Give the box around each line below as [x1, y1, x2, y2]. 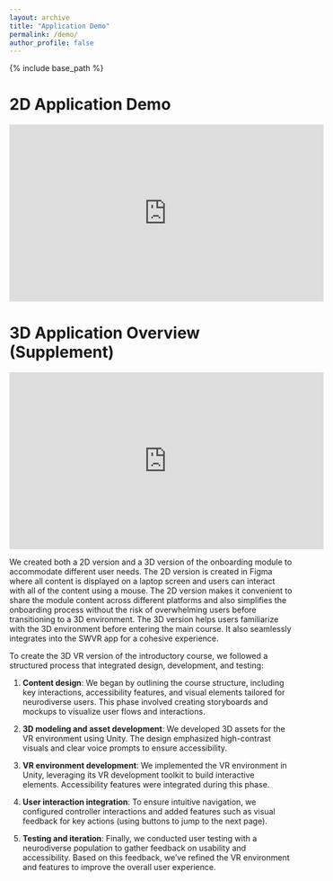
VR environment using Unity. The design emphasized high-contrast [22, 734, 271, 744]
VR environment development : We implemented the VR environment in [22, 761, 287, 771]
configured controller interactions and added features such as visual [22, 806, 276, 817]
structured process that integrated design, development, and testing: [9, 660, 264, 671]
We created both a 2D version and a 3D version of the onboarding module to [9, 556, 293, 567]
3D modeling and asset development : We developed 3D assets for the [22, 724, 285, 734]
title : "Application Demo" [9, 22, 110, 31]
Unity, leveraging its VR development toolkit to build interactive [22, 770, 255, 780]
